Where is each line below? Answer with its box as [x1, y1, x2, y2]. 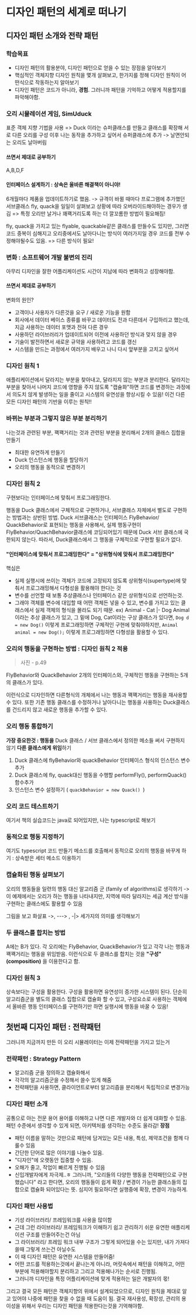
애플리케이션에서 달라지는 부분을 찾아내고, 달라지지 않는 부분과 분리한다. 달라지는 [6, 376, 191, 383]
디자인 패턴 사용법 [6, 1202, 54, 1210]
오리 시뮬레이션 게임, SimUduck [6, 109, 92, 118]
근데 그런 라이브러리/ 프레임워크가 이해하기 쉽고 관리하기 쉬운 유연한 [14, 1223, 170, 1230]
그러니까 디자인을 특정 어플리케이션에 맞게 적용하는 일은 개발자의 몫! [14, 1275, 170, 1282]
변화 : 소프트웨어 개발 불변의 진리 [6, 253, 92, 262]
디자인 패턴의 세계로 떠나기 [6, 5, 127, 19]
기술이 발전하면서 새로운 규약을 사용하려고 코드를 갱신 [14, 339, 137, 346]
